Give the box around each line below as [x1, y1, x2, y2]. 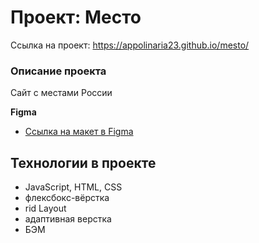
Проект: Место [10, 6, 142, 29]
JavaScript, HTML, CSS [24, 181, 123, 193]
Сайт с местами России [10, 87, 113, 99]
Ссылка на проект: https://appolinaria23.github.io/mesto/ [10, 39, 250, 51]
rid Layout [24, 202, 67, 215]
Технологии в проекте [10, 154, 157, 171]
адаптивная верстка [24, 213, 112, 225]
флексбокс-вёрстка [24, 192, 110, 204]
